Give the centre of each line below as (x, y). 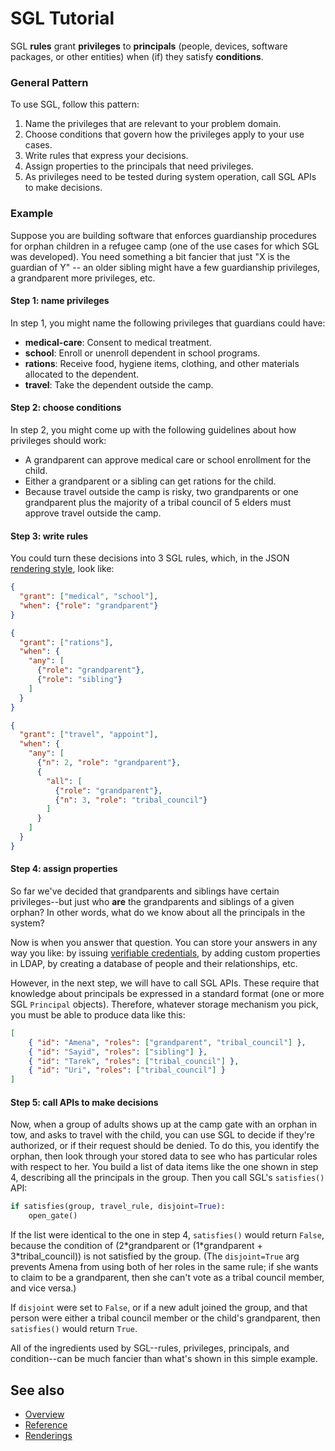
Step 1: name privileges (60, 301)
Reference (46, 1424)
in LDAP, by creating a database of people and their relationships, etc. (154, 963)
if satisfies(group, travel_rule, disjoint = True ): (118, 1207)
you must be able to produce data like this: (98, 1014)
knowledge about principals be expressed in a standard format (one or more (167, 993)
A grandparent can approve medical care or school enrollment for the (168, 459)
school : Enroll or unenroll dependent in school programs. (142, 353)
